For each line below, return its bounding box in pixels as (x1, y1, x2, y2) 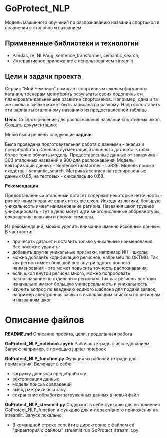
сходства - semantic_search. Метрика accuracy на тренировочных (5, 168, 146, 174)
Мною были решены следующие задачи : (5, 131, 93, 137)
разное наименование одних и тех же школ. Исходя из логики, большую (5, 198, 161, 204)
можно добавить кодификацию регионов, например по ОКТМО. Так (12, 254, 158, 260)
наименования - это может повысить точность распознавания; (12, 265, 148, 271)
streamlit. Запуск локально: (5, 412, 63, 418)
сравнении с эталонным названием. (5, 24, 83, 30)
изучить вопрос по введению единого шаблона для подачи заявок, (12, 286, 157, 292)
